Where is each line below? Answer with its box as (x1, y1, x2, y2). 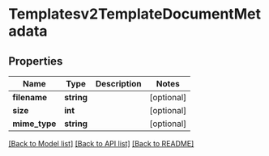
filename (12, 92, 48, 103)
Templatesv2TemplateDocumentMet (8, 5, 262, 23)
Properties (8, 54, 63, 68)
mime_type (12, 118, 57, 129)
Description (95, 78, 142, 89)
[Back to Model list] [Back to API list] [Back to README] (8, 139, 194, 148)
